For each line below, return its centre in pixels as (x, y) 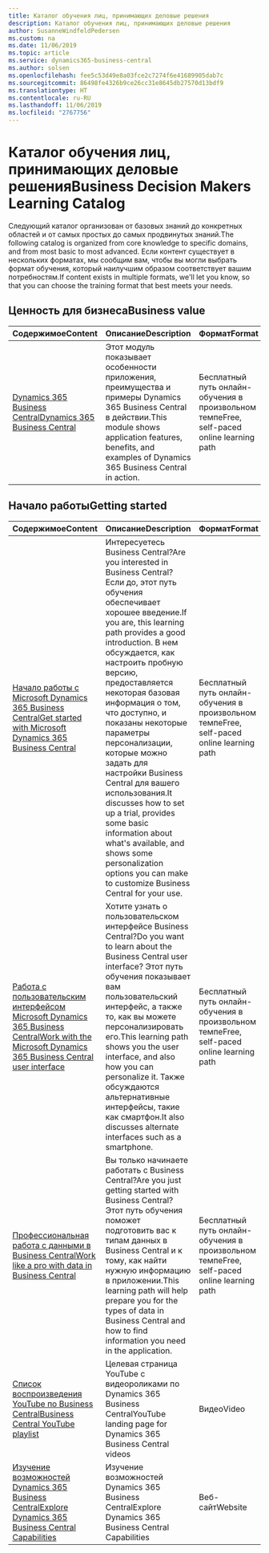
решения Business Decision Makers (130, 187)
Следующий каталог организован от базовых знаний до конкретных (125, 226)
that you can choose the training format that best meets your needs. (121, 285)
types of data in (134, 1311)
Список (27, 1384)
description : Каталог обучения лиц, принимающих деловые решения (119, 23)
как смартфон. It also (145, 1116)
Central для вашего (143, 783)
